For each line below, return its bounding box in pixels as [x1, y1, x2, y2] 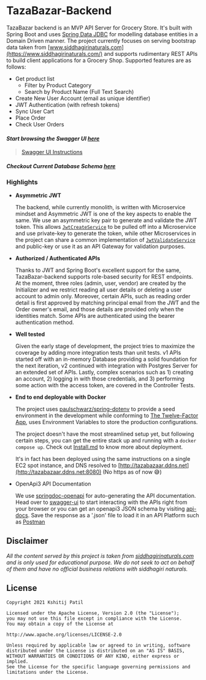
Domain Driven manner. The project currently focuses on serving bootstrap [6, 37, 196, 44]
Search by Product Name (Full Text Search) [24, 88, 134, 95]
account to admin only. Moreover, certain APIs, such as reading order [15, 293, 191, 300]
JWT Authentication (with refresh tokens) [15, 101, 120, 108]
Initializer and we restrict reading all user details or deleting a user [15, 286, 182, 293]
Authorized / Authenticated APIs [15, 255, 101, 262]
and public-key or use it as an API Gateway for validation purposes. [15, 243, 186, 250]
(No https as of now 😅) [102, 468, 162, 476]
